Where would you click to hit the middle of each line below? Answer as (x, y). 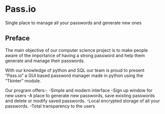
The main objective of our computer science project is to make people (77, 50)
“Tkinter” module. (23, 80)
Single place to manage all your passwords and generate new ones (73, 23)
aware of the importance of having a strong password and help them (75, 55)
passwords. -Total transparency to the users (50, 106)
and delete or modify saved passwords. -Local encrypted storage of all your (83, 101)
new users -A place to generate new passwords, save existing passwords (80, 95)
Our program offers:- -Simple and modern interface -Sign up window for (79, 90)
